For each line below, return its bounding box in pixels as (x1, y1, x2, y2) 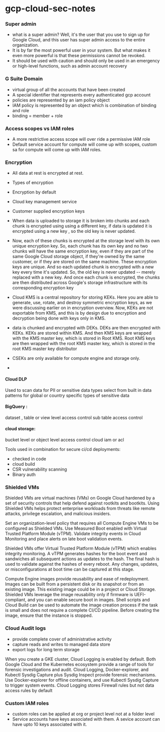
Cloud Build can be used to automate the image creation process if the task (5, 602, 159, 608)
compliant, (5, 597, 27, 603)
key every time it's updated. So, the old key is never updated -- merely (12, 269, 156, 275)
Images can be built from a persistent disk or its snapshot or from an (5, 581, 144, 587)
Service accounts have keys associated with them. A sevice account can (12, 716, 160, 722)
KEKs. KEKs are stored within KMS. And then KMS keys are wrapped (12, 330, 152, 336)
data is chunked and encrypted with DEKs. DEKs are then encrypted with (12, 325, 161, 331)
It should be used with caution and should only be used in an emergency (12, 58, 160, 64)
